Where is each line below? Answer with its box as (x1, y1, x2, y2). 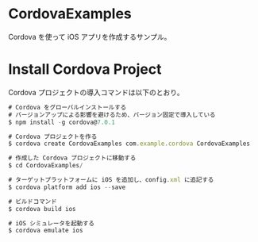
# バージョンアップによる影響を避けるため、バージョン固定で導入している (8, 110, 216, 119)
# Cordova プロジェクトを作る (8, 133, 98, 140)
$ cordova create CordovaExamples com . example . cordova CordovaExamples (8, 140, 250, 148)
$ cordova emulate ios (8, 227, 83, 235)
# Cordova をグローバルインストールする (8, 103, 127, 111)
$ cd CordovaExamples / (8, 162, 83, 170)
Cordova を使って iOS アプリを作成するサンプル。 (8, 32, 171, 41)
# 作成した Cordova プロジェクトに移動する (8, 154, 137, 163)
